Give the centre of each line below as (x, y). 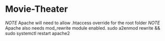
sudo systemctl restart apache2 (38, 33)
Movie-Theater (37, 9)
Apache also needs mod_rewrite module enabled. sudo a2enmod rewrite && (83, 28)
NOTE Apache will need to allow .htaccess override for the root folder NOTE (82, 23)
